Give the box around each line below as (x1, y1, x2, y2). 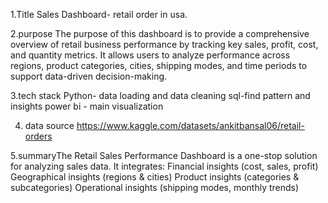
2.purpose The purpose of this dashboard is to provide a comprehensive (10, 28, 310, 39)
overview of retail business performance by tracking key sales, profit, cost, (10, 39, 319, 50)
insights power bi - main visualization (10, 100, 164, 112)
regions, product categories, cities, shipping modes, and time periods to (10, 60, 308, 71)
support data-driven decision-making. (10, 70, 168, 82)
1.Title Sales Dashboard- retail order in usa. (10, 9, 188, 20)
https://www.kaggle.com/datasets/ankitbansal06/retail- (76, 120, 305, 131)
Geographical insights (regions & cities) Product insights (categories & (10, 171, 300, 183)
